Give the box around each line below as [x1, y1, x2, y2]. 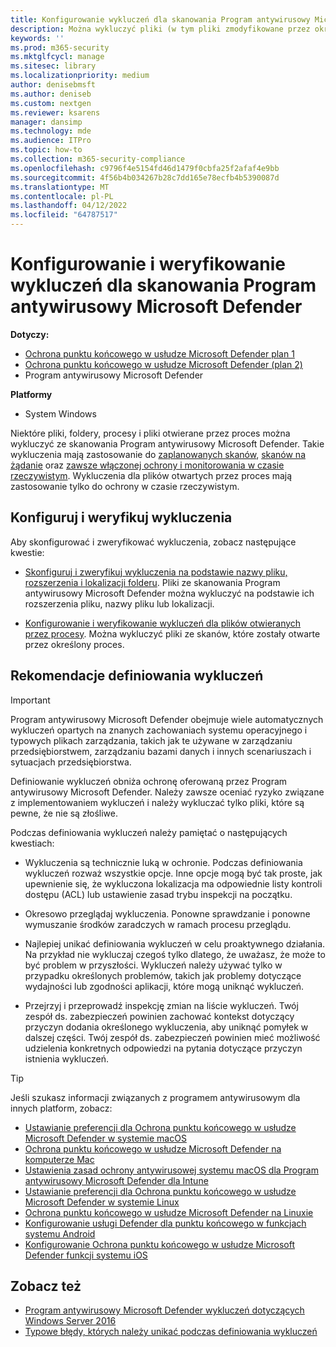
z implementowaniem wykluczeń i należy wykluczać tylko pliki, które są [10, 796, 305, 808]
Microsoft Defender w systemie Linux [24, 1196, 180, 1208]
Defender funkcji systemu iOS [24, 1249, 148, 1261]
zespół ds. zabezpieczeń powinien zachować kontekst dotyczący [24, 1010, 295, 1022]
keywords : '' [10, 33, 65, 43]
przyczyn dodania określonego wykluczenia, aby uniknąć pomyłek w [24, 1021, 309, 1033]
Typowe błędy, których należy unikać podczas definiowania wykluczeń [24, 1326, 318, 1338]
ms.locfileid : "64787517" [10, 210, 118, 220]
